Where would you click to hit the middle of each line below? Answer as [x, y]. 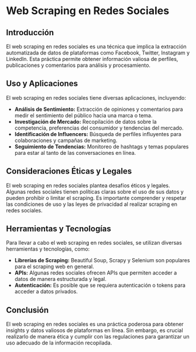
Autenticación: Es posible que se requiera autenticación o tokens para [100, 285]
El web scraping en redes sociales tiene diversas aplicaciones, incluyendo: [96, 97]
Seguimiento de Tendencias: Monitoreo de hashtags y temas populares [102, 146]
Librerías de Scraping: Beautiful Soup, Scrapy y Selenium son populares [102, 260]
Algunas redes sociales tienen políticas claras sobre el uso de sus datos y [95, 191]
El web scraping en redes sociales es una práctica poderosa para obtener [95, 324]
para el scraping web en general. [54, 267]
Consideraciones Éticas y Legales [69, 171]
